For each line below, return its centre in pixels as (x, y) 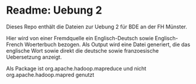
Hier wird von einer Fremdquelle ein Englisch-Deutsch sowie (80, 38)
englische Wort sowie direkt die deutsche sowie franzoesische (82, 50)
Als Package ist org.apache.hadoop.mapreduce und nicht (76, 68)
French (15, 44)
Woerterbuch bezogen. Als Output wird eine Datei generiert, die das (107, 44)
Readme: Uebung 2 (54, 10)
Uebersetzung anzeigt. (34, 57)
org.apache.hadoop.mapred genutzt (50, 75)
